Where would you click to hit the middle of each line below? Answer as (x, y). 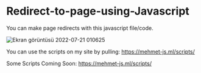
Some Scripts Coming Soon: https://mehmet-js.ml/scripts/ (79, 63)
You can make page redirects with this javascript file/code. (80, 28)
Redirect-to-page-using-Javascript (98, 11)
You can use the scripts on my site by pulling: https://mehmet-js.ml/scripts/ (100, 51)
